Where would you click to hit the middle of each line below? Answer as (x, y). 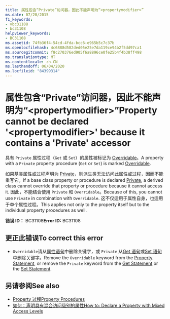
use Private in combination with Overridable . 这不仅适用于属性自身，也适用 (84, 198)
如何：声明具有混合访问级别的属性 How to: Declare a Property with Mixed (89, 305)
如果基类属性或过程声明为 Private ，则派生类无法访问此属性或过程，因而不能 (84, 174)
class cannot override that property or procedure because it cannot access (84, 186)
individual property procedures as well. (46, 210)
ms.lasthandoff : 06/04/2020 (35, 66)
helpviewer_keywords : (28, 33)
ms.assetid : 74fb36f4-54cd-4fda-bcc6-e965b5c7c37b (60, 43)
